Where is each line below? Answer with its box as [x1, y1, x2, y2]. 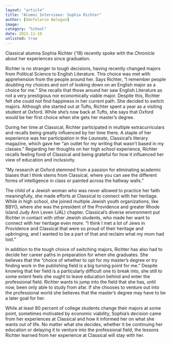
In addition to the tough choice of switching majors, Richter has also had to [5, 246, 163, 252]
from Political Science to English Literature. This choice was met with [5, 71, 151, 77]
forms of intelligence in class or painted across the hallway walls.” [5, 177, 144, 184]
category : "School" [5, 27, 47, 32]
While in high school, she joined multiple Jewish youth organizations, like [5, 198, 159, 204]
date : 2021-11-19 [5, 31, 42, 36]
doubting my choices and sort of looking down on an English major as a [5, 81, 156, 87]
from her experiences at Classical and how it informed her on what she [5, 315, 155, 322]
